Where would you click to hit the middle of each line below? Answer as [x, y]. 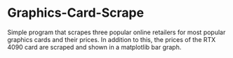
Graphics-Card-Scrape [76, 13]
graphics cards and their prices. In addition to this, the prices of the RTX [112, 39]
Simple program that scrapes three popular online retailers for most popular [116, 32]
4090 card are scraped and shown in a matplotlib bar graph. [94, 47]
